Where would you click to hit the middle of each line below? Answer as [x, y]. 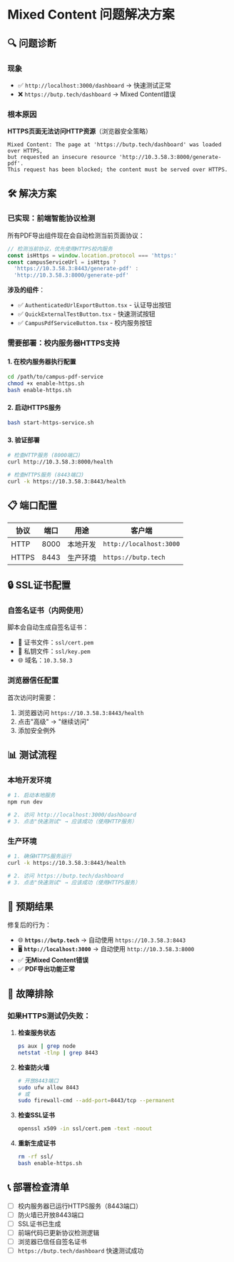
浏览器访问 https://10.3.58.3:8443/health [81, 712]
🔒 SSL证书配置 [39, 585]
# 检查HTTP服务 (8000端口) [44, 456]
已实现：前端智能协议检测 [51, 218]
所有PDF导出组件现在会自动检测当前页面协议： [76, 235]
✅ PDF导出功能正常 [46, 969]
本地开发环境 [30, 780]
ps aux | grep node [47, 1046]
